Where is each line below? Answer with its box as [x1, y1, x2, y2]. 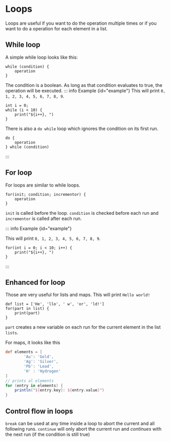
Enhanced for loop [5, 278, 66, 287]
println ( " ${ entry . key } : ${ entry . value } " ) [14, 388, 104, 393]
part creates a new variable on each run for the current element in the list [5, 324, 161, 330]
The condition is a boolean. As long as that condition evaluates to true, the [5, 82, 163, 88]
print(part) [14, 310, 40, 316]
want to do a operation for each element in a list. [5, 25, 108, 31]
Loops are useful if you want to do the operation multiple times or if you [5, 20, 157, 26]
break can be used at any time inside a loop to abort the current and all [5, 420, 155, 427]
